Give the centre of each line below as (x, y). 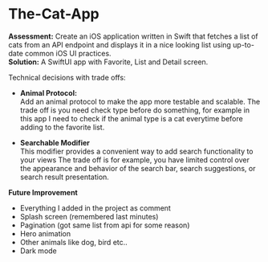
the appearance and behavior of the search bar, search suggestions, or (138, 168)
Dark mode (39, 251)
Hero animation (45, 233)
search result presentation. (65, 177)
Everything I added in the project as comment (95, 208)
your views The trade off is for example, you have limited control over (135, 160)
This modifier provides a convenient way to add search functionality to (137, 151)
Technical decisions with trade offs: (67, 77)
